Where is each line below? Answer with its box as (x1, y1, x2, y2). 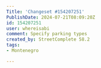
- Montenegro (6, 48, 39, 54)
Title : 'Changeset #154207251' (6, 8, 85, 15)
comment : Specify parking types (6, 31, 87, 37)
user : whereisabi (6, 25, 50, 32)
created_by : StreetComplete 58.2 (6, 36, 90, 42)
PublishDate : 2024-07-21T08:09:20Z (6, 14, 96, 20)
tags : (6, 42, 20, 48)
